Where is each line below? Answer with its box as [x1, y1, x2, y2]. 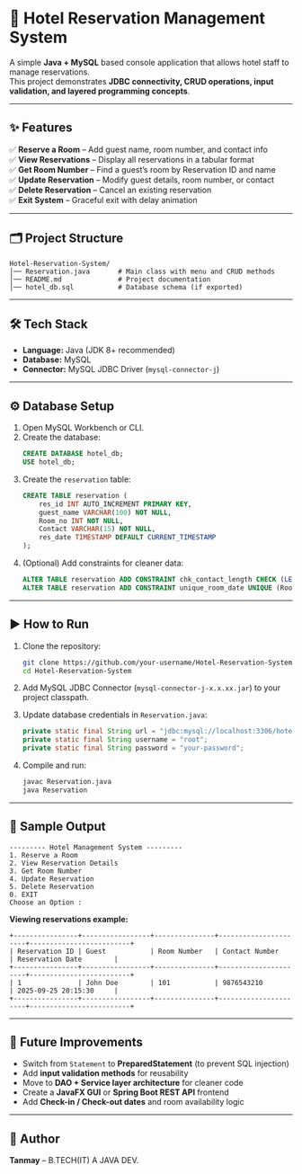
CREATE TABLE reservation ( [22, 491, 128, 500]
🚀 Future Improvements [9, 1034, 144, 1050]
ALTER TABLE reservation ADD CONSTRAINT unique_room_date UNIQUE [22, 583, 272, 592]
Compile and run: [22, 760, 87, 770]
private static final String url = [22, 727, 156, 736]
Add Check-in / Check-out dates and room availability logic [22, 1097, 244, 1107]
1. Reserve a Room [9, 850, 78, 859]
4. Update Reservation [9, 874, 94, 884]
